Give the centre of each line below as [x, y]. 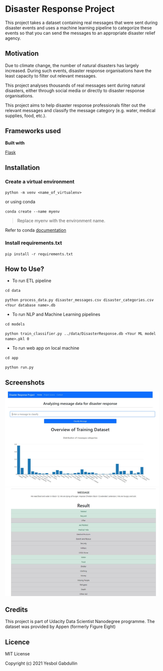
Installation [22, 168]
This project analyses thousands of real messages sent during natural [75, 85]
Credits [17, 610]
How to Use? [25, 269]
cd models [15, 324]
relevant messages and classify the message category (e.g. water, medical [80, 110]
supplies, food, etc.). [26, 116]
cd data [13, 291]
